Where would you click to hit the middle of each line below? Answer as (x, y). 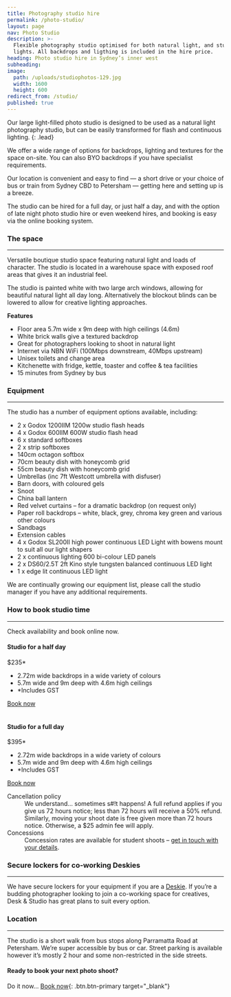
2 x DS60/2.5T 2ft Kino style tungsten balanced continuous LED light (114, 564)
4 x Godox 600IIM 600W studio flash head (77, 433)
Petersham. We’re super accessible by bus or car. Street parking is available (115, 948)
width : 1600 (31, 84)
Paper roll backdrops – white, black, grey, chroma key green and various (119, 513)
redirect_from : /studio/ (43, 97)
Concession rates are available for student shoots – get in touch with (121, 840)
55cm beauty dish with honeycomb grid (74, 469)
